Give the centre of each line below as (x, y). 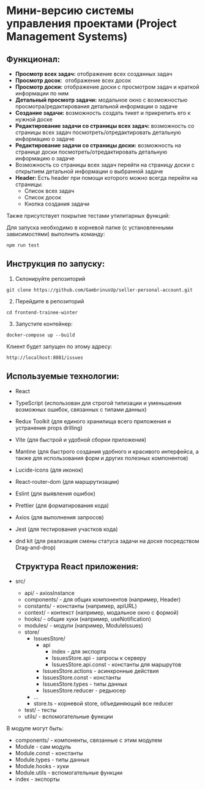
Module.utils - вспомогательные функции (69, 773)
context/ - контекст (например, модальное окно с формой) (102, 613)
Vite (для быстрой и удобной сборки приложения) (81, 439)
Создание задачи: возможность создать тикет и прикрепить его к (103, 113)
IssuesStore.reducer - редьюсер (84, 691)
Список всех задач (49, 191)
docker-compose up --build (41, 335)
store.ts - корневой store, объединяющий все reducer (103, 703)
